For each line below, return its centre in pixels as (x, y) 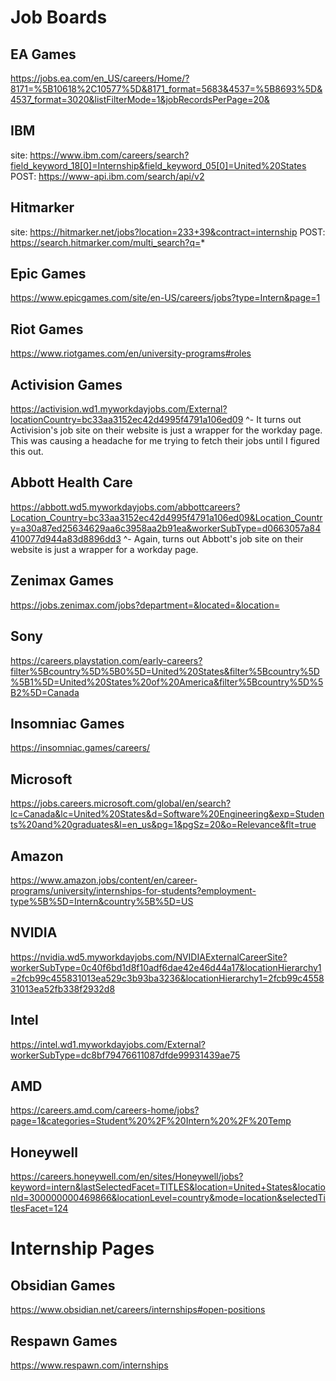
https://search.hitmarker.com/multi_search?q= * (108, 242)
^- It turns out (273, 420)
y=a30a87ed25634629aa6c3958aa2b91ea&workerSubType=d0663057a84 (166, 528)
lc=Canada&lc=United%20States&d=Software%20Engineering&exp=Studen (167, 814)
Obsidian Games (63, 1285)
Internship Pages (82, 1248)
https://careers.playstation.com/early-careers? (106, 660)
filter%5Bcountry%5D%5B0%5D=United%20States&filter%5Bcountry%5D (165, 671)
